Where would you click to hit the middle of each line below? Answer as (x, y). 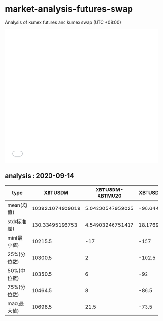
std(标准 (17, 221)
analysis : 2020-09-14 (40, 176)
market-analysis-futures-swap (69, 9)
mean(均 (17, 205)
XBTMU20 (109, 196)
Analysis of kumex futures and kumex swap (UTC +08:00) (63, 22)
